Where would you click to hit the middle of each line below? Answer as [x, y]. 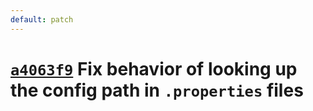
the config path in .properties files [157, 90]
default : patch [42, 19]
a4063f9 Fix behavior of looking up [154, 68]
